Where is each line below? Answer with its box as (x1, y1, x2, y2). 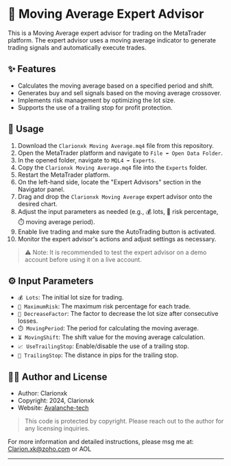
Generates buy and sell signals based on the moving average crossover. (17, 88, 222, 97)
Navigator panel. (17, 185, 65, 193)
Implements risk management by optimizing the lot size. (17, 96, 175, 104)
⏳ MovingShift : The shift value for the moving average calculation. (17, 333, 206, 341)
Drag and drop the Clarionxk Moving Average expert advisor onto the (17, 192, 212, 201)
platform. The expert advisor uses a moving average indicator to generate (8, 36, 217, 44)
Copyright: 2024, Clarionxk (17, 397, 95, 405)
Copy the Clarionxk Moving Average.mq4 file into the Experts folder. (17, 163, 208, 171)
